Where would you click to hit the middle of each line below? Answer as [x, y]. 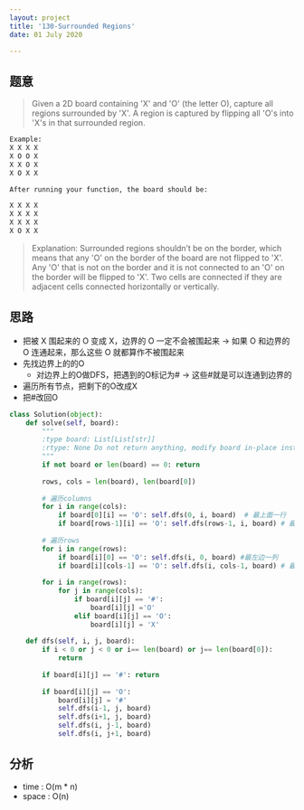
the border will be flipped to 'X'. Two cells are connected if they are [157, 277]
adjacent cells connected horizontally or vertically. [125, 287]
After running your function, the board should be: [109, 189]
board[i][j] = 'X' [125, 625]
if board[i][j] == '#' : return [101, 674]
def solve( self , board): [72, 423]
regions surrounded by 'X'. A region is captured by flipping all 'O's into [162, 113]
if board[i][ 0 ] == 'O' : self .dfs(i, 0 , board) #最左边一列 [168, 557]
